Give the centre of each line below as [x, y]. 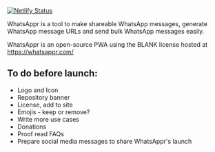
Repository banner [43, 97]
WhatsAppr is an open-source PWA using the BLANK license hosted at [107, 44]
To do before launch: [52, 73]
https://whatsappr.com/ [41, 52]
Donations [32, 127]
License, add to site [45, 105]
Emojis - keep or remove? [53, 112]
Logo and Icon [38, 90]
